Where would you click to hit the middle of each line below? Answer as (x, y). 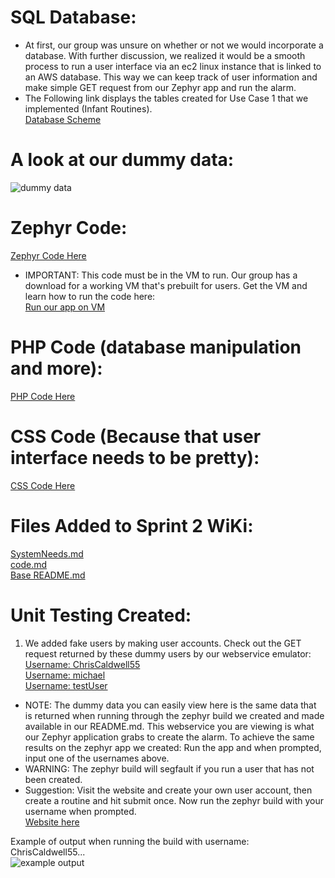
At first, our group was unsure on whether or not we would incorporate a (174, 45)
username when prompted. (80, 811)
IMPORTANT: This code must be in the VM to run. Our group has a (161, 275)
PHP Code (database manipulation (156, 347)
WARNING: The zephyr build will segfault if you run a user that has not (169, 768)
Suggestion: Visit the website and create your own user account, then (168, 790)
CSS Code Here (43, 485)
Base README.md (48, 575)
